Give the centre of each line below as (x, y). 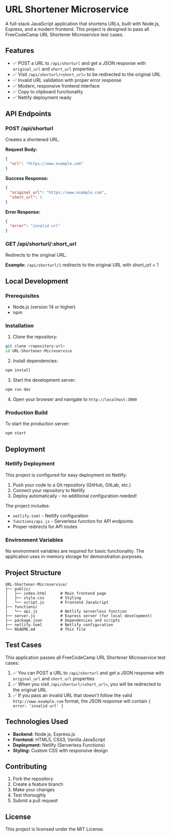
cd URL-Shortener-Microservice (39, 351)
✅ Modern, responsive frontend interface (56, 86)
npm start (16, 433)
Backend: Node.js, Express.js (44, 734)
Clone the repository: (35, 337)
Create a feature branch (38, 784)
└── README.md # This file (46, 629)
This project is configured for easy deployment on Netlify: (66, 475)
